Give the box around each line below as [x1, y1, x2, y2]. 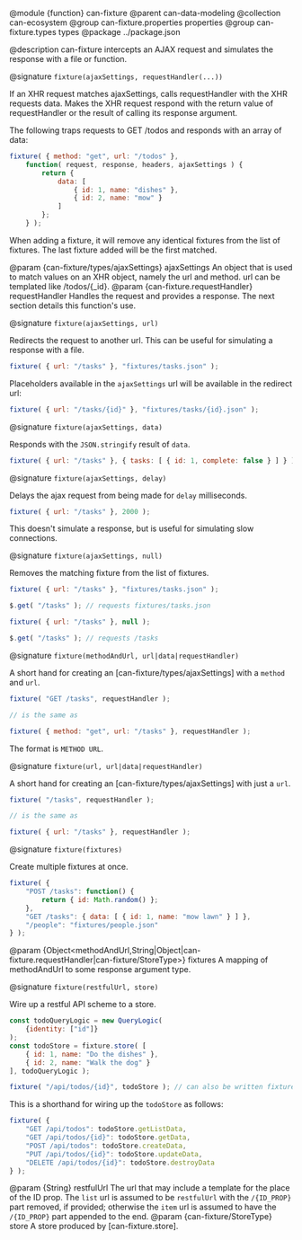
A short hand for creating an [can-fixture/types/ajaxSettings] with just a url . [9, 777, 291, 789]
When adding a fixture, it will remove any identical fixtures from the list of [9, 235, 281, 245]
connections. [9, 533, 58, 544]
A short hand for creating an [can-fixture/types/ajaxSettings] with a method [9, 667, 286, 678]
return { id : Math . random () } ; [41, 895, 159, 904]
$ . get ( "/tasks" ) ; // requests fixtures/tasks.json [9, 601, 211, 610]
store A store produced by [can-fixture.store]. [9, 1221, 179, 1232]
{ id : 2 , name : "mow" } [73, 193, 164, 203]
